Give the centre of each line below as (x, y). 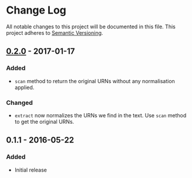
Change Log (36, 10)
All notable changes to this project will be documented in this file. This (91, 27)
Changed (20, 103)
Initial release (31, 170)
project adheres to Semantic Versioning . (55, 32)
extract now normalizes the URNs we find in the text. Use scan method (100, 115)
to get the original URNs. (44, 121)
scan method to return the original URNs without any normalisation (95, 81)
